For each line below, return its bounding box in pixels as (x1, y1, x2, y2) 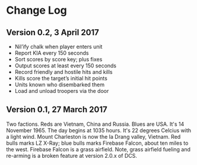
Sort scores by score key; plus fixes (14, 56, 103, 63)
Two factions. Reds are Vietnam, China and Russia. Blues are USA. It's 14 (6, 120, 185, 127)
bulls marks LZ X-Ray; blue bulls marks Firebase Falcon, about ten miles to (6, 139, 189, 147)
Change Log (6, 4, 67, 17)
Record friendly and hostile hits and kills (14, 69, 113, 75)
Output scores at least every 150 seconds (14, 62, 117, 69)
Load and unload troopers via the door (14, 88, 109, 94)
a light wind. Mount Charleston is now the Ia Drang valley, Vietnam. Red (6, 133, 181, 140)
